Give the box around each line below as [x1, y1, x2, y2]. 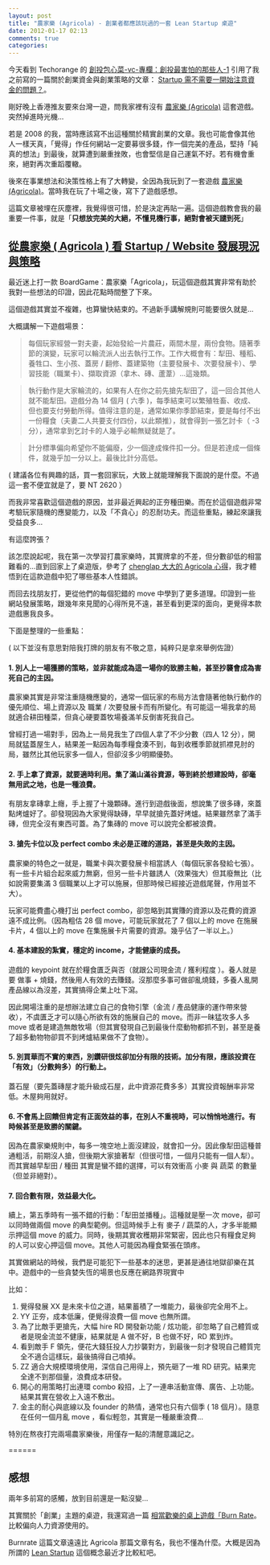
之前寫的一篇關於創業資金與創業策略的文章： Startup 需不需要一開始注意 [8, 75, 248, 84]
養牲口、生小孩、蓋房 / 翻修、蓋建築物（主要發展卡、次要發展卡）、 [27, 358, 250, 368]
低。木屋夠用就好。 [8, 1091, 72, 1101]
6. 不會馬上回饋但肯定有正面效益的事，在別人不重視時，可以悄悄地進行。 [8, 1111, 249, 1121]
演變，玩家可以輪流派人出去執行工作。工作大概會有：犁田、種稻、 [42, 348, 261, 358]
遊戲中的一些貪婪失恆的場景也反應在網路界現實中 [22, 1268, 185, 1277]
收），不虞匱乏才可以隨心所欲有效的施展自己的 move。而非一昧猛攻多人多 [8, 1012, 251, 1022]
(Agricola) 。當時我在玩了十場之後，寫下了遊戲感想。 [8, 186, 182, 196]
